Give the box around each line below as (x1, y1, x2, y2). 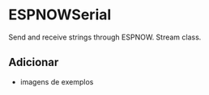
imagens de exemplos (19, 76, 94, 86)
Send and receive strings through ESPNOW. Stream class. (8, 32, 202, 42)
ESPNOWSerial (8, 6, 112, 24)
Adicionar (8, 56, 59, 69)
